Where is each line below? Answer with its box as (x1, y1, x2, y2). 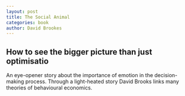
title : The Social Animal (6, 14, 70, 20)
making (6, 78, 25, 85)
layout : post (6, 8, 38, 15)
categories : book (6, 19, 49, 25)
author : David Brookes (6, 25, 62, 31)
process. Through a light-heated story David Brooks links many (25, 78, 179, 85)
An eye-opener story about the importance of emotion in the (6, 72, 154, 79)
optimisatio (6, 56, 49, 66)
